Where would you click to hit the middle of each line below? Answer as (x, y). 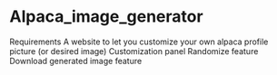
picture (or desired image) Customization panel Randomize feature (134, 51)
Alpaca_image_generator (106, 17)
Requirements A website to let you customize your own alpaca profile (139, 42)
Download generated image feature (76, 61)
